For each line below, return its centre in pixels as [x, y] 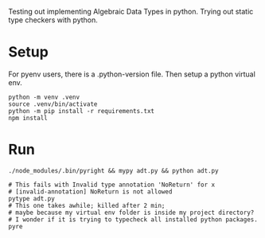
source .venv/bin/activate [53, 104]
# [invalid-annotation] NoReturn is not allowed [90, 191]
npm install [28, 118]
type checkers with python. [53, 20]
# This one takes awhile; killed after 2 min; [87, 205]
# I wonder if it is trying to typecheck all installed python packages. [133, 219]
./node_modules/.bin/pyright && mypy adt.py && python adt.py [113, 170]
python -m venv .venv [44, 97]
